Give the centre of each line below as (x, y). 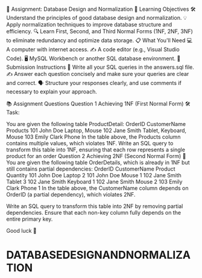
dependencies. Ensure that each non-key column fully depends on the (94, 213)
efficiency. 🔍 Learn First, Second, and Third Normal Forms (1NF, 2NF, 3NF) (99, 31)
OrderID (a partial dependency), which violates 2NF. (71, 194)
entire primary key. (30, 219)
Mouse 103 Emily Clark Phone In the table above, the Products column (93, 137)
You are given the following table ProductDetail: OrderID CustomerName (96, 124)
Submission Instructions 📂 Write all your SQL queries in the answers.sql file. (100, 67)
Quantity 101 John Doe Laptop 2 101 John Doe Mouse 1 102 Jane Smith (94, 175)
